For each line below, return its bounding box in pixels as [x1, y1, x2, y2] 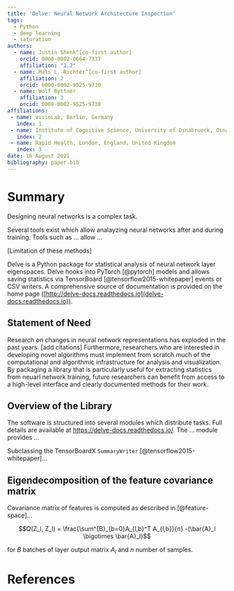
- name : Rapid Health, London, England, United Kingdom [10, 140, 176, 147]
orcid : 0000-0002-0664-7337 [19, 56, 101, 63]
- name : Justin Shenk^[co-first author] [13, 49, 132, 56]
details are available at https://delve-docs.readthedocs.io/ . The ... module [7, 426, 218, 434]
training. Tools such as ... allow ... [7, 233, 103, 241]
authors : [7, 42, 33, 49]
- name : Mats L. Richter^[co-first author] [13, 68, 141, 75]
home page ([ [7, 290, 47, 298]
